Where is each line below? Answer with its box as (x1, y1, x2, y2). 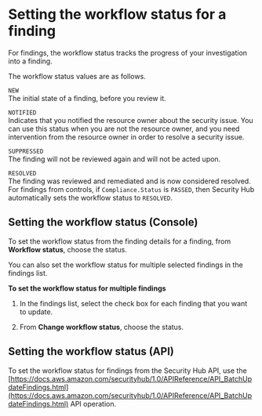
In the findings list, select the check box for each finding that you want (19, 298, 248, 308)
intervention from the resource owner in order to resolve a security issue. (8, 132, 245, 142)
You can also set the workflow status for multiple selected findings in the (8, 260, 243, 269)
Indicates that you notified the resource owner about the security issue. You (8, 115, 253, 125)
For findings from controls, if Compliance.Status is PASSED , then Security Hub (8, 184, 255, 194)
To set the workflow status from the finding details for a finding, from (8, 237, 231, 246)
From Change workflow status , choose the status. (19, 322, 184, 331)
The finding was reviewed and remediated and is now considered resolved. (8, 176, 251, 186)
